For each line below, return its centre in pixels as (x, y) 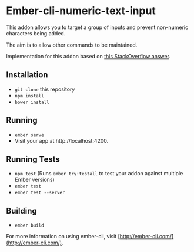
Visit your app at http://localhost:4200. (61, 140)
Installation (27, 75)
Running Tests (33, 159)
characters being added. (36, 33)
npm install (29, 96)
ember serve (29, 135)
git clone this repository (45, 89)
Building (21, 211)
